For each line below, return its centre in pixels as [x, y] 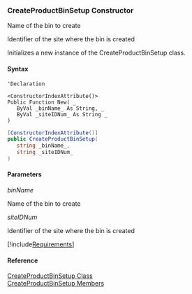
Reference [23, 260]
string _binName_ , [43, 146]
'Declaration [26, 84]
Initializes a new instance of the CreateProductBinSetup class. [97, 53]
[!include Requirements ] [41, 244]
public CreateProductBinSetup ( [53, 139]
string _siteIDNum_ [45, 153]
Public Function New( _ [42, 102]
